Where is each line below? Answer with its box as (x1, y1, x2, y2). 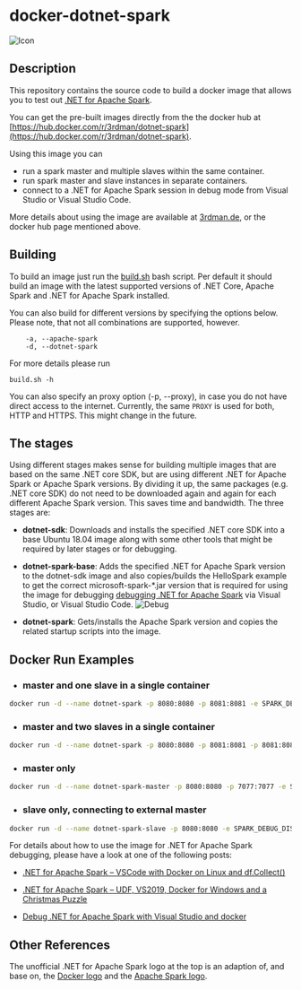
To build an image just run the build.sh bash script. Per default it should (9, 271, 272, 282)
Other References (9, 937, 110, 952)
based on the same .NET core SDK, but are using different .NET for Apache (9, 469, 287, 480)
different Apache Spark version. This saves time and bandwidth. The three (9, 498, 284, 508)
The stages (9, 436, 73, 451)
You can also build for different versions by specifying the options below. (9, 307, 279, 318)
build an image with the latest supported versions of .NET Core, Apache (9, 280, 275, 291)
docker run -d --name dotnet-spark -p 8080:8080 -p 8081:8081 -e (9, 699, 258, 708)
